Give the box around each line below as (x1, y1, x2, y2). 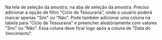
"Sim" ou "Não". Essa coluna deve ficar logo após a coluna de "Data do (5, 25, 151, 31)
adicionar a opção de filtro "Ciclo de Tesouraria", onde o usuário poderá (5, 9, 153, 15)
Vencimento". (5, 31, 33, 36)
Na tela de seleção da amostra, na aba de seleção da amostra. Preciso (5, 4, 150, 10)
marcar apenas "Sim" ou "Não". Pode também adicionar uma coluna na (5, 15, 151, 20)
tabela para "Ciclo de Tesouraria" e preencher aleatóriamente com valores (5, 20, 157, 26)
